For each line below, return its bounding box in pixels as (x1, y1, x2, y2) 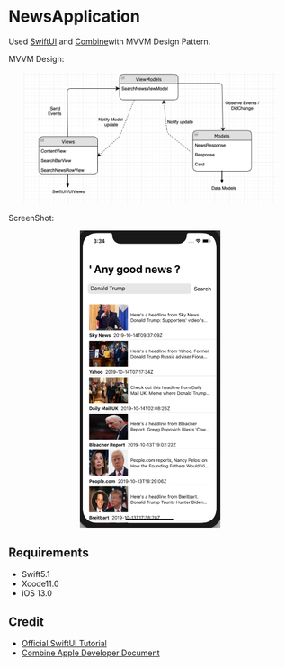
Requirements (8, 545, 89, 560)
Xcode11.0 (21, 578, 59, 590)
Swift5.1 (21, 569, 50, 580)
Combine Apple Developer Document (21, 647, 160, 658)
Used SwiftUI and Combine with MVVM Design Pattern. (8, 36, 211, 47)
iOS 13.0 (21, 588, 53, 599)
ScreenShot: (8, 212, 55, 223)
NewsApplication (8, 6, 140, 27)
